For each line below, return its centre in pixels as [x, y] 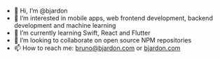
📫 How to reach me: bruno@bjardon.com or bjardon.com [97, 48]
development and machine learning [65, 25]
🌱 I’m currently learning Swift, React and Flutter [82, 33]
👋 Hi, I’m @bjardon [41, 11]
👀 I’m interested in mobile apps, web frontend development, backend [114, 18]
